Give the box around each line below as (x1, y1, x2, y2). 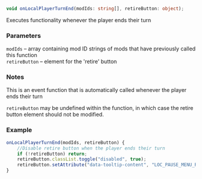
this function (6, 52, 37, 59)
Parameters (6, 31, 41, 40)
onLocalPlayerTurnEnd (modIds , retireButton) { (6, 139, 125, 145)
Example (6, 126, 32, 135)
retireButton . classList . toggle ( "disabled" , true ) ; (17, 156, 147, 162)
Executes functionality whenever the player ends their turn (6, 16, 151, 23)
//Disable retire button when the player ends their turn (17, 145, 165, 151)
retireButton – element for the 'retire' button (6, 58, 117, 65)
